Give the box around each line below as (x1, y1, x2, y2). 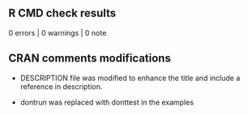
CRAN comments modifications (8, 52, 172, 66)
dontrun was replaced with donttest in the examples (19, 97, 195, 107)
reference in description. (19, 81, 103, 92)
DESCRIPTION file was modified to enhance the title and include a (19, 73, 241, 83)
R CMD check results (8, 6, 117, 20)
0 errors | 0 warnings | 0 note (8, 28, 107, 37)
